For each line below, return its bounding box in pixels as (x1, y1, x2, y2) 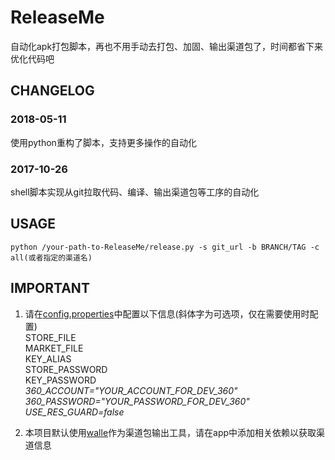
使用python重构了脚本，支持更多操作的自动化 (10, 136, 197, 148)
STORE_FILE (24, 331, 77, 343)
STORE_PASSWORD (24, 363, 108, 375)
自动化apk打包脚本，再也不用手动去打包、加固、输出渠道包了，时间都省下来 (10, 40, 324, 52)
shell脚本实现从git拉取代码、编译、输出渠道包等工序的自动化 (10, 186, 260, 198)
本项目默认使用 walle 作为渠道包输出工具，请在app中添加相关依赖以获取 (24, 426, 317, 438)
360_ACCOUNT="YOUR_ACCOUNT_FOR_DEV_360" (24, 384, 238, 396)
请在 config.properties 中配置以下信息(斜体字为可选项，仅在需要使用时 (24, 307, 310, 320)
